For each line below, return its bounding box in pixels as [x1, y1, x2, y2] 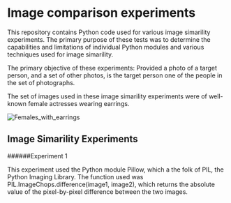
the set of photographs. [7, 78, 75, 87]
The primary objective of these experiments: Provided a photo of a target [7, 63, 218, 72]
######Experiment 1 [7, 151, 68, 160]
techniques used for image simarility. [7, 50, 114, 59]
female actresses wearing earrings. [27, 99, 130, 107]
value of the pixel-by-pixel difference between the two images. [7, 187, 188, 196]
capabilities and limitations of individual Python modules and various [7, 43, 204, 51]
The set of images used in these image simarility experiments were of [7, 92, 207, 100]
